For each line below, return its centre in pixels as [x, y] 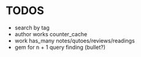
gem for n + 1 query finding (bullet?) [60, 47]
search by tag [32, 28]
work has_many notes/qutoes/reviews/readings [75, 40]
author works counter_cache [51, 34]
